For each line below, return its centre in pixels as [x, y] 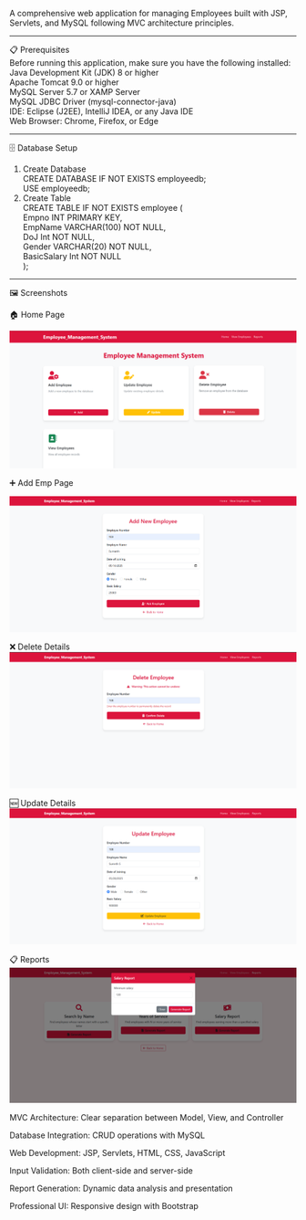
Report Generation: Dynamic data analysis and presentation [122, 1188]
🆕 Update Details [43, 804]
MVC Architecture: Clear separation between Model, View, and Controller [147, 1117]
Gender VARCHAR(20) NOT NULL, [87, 247]
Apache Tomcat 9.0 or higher [65, 82]
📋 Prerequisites [40, 50]
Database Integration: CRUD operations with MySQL [107, 1135]
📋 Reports [30, 959]
